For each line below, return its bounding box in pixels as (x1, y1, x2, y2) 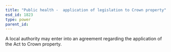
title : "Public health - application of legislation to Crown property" (5, 7, 167, 13)
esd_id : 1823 (5, 12, 33, 17)
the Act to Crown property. (5, 41, 62, 47)
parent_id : (5, 21, 29, 27)
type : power (5, 17, 31, 22)
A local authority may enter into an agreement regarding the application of (5, 36, 162, 42)
